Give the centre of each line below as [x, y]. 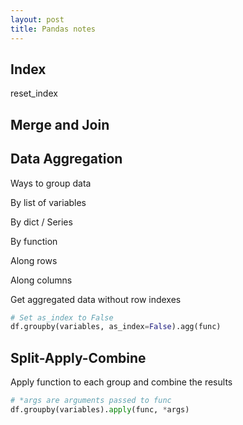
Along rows [34, 260]
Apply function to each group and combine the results [121, 382]
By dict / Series [41, 222]
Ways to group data [51, 183]
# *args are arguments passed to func [91, 401]
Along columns [41, 280]
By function [34, 241]
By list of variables [48, 202]
